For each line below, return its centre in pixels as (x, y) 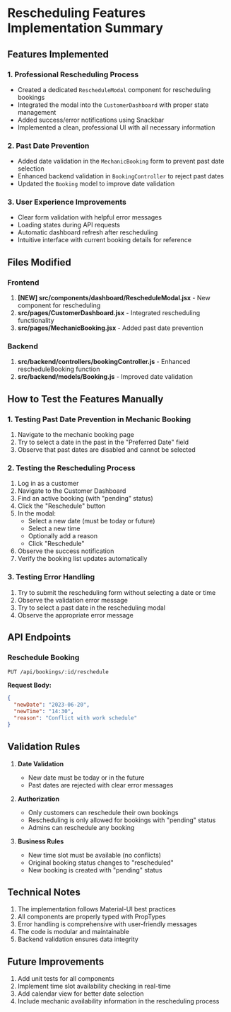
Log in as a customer (48, 484)
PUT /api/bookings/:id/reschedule (58, 672)
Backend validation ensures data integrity (78, 939)
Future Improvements (56, 961)
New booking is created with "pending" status (95, 870)
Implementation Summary (85, 28)
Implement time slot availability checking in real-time (94, 987)
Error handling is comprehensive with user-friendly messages (107, 924)
